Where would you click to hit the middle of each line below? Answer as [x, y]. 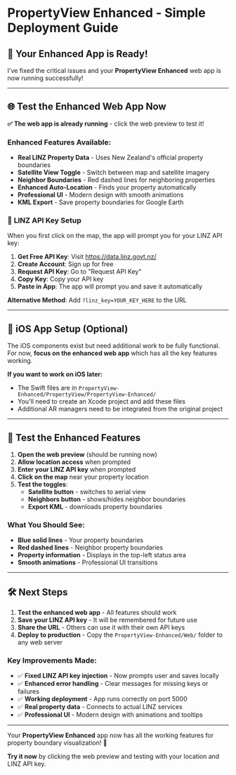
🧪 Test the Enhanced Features [74, 438]
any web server [40, 642]
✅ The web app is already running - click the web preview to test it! [106, 124]
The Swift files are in [47, 388]
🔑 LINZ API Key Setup [45, 220]
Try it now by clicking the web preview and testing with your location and [113, 757]
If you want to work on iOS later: [55, 374]
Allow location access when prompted [74, 462]
